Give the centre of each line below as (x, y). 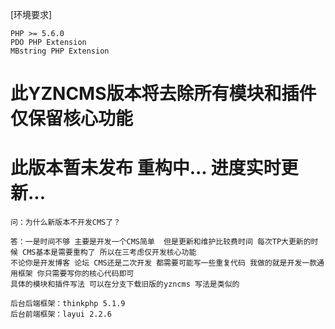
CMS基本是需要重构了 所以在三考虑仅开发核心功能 (109, 253)
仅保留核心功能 (72, 119)
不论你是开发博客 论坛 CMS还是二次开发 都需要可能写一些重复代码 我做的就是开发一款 (164, 263)
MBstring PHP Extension (60, 51)
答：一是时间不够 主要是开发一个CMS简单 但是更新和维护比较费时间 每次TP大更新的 (161, 242)
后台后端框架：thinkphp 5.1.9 (68, 304)
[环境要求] (31, 14)
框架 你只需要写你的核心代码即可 (76, 274)
